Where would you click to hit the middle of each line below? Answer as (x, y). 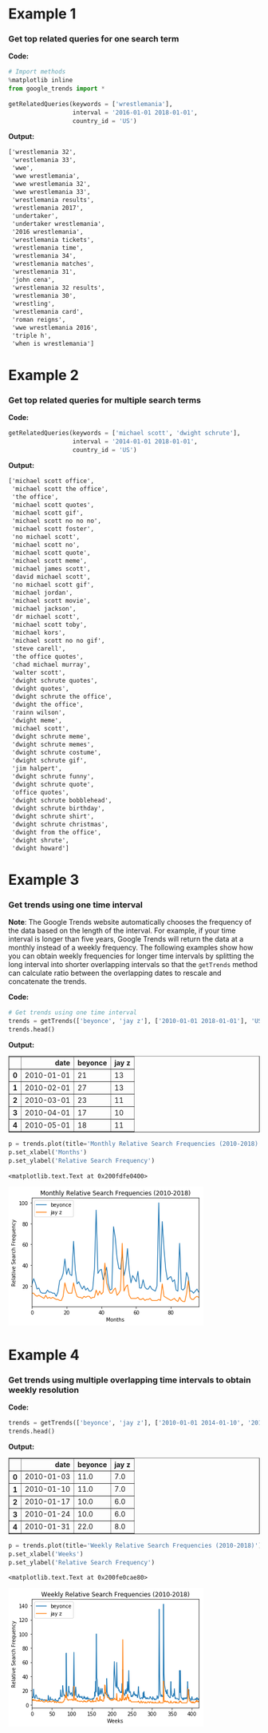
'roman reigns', (39, 319)
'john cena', (33, 280)
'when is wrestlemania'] (53, 343)
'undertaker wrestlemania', (58, 224)
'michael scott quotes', (53, 505)
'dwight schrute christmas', (60, 824)
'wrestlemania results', (53, 200)
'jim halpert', (37, 768)
